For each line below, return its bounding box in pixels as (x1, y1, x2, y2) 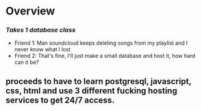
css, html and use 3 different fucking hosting (5, 86, 178, 96)
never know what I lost (14, 46, 70, 53)
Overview (5, 4, 55, 18)
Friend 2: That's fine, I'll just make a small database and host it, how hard (14, 52, 196, 60)
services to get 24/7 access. (5, 95, 115, 105)
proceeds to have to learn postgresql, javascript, (5, 76, 192, 86)
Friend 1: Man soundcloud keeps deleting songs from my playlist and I (14, 39, 188, 46)
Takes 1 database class (5, 26, 76, 34)
